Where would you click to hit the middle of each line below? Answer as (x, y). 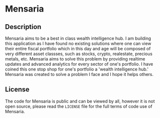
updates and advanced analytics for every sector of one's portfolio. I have (79, 64)
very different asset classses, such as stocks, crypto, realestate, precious (79, 54)
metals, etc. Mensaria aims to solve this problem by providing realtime (75, 59)
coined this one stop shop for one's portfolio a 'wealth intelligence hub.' (77, 69)
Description (23, 27)
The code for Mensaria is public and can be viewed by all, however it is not (80, 101)
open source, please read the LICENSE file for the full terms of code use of (79, 106)
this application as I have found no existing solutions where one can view (78, 44)
